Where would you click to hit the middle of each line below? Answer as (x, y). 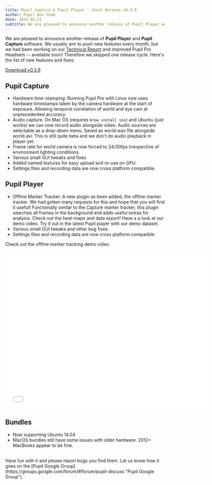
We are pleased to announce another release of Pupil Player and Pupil (79, 39)
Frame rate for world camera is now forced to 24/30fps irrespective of (86, 147)
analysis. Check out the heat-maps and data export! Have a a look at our (88, 218)
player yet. (24, 141)
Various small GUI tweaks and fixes (49, 157)
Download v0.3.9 (23, 70)
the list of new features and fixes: (40, 60)
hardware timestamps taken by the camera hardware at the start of (82, 104)
